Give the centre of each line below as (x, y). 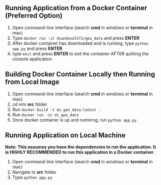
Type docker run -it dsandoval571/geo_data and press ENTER (76, 38)
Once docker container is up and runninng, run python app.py (74, 120)
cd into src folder (30, 104)
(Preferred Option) (34, 16)
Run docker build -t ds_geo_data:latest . (56, 109)
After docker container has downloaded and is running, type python (80, 43)
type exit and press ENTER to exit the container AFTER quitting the (80, 53)
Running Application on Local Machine (66, 135)
